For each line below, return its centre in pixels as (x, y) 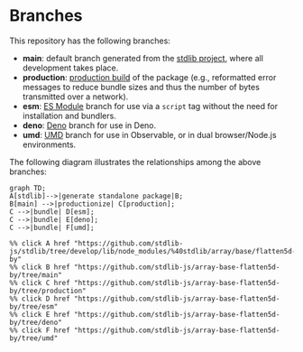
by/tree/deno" (36, 322)
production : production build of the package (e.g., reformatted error (149, 77)
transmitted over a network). (75, 97)
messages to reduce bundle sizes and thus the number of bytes (141, 87)
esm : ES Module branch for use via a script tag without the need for (150, 106)
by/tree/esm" (34, 306)
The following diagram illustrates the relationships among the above (135, 162)
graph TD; (28, 188)
